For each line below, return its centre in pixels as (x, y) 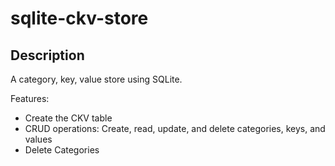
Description (47, 55)
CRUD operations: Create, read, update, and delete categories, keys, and (175, 128)
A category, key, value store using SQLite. (96, 79)
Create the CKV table (68, 118)
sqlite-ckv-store (79, 18)
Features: (30, 98)
